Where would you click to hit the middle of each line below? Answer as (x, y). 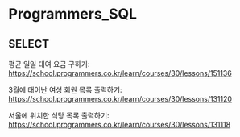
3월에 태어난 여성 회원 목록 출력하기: (65, 90)
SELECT (29, 44)
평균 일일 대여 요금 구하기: (49, 64)
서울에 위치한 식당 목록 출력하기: (59, 115)
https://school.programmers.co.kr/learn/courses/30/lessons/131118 (120, 125)
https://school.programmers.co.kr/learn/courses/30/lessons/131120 (120, 99)
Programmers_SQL (73, 14)
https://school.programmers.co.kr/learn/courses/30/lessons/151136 (120, 73)
